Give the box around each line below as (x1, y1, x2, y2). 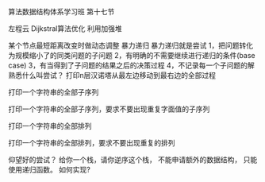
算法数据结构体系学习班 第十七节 (8, 7, 115, 16)
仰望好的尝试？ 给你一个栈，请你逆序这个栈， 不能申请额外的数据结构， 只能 (8, 155, 258, 165)
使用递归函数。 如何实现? (8, 165, 91, 174)
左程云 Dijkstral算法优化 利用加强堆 (8, 24, 122, 33)
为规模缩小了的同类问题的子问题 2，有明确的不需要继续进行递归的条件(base (8, 51, 255, 60)
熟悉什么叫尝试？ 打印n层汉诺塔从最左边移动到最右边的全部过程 (8, 71, 217, 79)
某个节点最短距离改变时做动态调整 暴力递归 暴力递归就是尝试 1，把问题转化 (8, 41, 254, 50)
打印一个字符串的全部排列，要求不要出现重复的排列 (8, 138, 175, 147)
